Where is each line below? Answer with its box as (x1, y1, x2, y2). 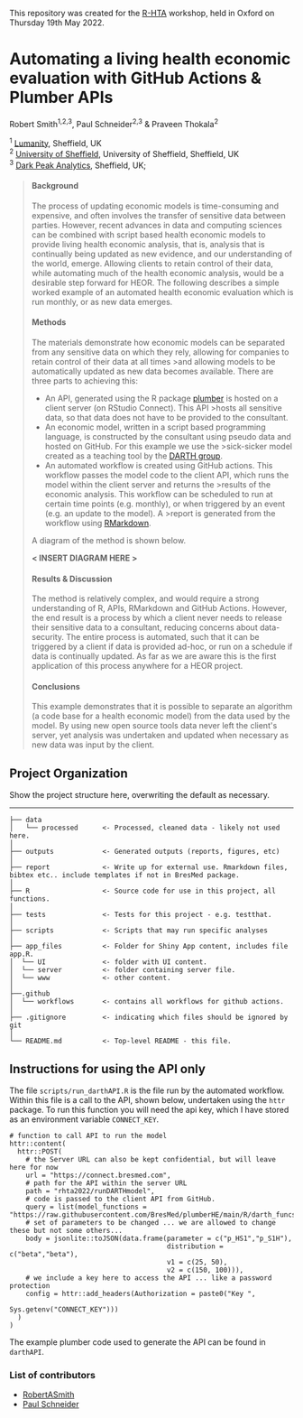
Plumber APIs (9, 88, 114, 107)
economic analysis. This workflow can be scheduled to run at (44, 488, 273, 499)
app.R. (9, 950, 34, 959)
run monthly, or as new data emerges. (31, 296, 173, 307)
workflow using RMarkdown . (44, 517, 151, 528)
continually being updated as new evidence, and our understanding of (31, 248, 293, 259)
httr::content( (9, 1139, 67, 1148)
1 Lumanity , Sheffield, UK (9, 135, 102, 148)
